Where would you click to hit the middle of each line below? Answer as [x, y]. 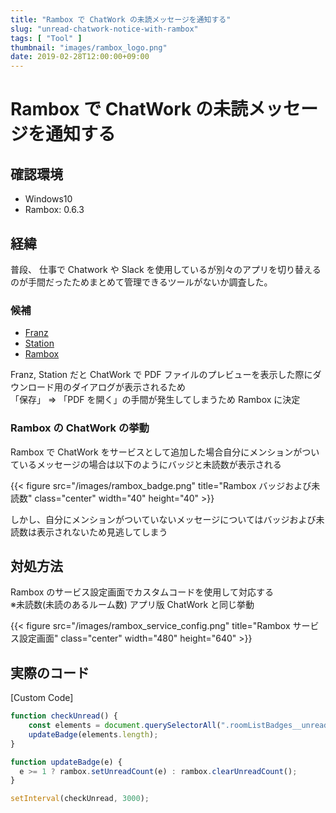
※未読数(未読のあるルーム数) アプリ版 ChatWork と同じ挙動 [132, 605]
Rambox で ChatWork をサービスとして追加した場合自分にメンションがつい [165, 452]
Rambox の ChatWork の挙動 [80, 428]
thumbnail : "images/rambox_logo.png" [89, 47]
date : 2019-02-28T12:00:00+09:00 [80, 57]
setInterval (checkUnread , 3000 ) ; [80, 799]
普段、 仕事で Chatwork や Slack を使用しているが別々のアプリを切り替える [166, 269]
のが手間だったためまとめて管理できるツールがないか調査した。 [141, 282]
